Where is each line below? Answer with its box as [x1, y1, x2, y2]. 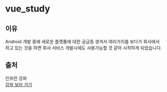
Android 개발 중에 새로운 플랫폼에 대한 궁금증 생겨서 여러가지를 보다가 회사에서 [5, 39, 160, 44]
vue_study [5, 3, 50, 15]
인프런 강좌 [5, 75, 27, 81]
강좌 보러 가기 [5, 81, 33, 87]
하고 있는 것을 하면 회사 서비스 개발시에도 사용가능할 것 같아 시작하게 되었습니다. [5, 45, 162, 51]
